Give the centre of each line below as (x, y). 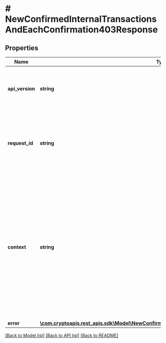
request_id (21, 143)
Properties (22, 48)
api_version (21, 89)
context (17, 247)
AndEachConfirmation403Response (82, 30)
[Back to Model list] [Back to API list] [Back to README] (62, 335)
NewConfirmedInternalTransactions (81, 19)
